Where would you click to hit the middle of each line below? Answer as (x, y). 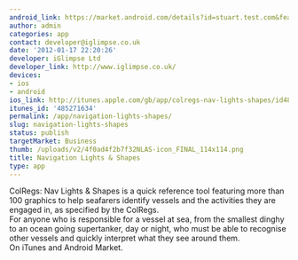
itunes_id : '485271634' (53, 108)
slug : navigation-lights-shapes (69, 125)
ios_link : (27, 100)
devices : (25, 75)
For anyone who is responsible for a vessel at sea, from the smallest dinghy (147, 219)
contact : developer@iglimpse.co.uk (75, 42)
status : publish (39, 133)
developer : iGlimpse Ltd (55, 59)
